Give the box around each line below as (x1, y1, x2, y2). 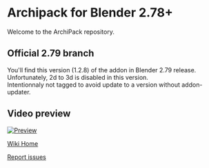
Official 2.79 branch (7, 48, 94, 59)
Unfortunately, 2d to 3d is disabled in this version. (7, 73, 148, 81)
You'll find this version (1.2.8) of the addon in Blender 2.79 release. (7, 65, 197, 74)
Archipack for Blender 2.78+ (7, 5, 174, 21)
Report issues (7, 153, 46, 161)
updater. (7, 87, 31, 96)
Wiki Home (7, 139, 39, 147)
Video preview (7, 108, 71, 120)
